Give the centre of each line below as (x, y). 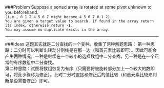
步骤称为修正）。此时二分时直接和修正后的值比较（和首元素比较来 (87, 75)
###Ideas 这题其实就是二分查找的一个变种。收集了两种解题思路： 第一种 (78, 44)
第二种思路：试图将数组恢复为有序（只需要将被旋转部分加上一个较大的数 (78, 68)
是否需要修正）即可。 (31, 81)
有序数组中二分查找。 (35, 62)
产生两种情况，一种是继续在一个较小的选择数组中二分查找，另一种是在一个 (80, 56)
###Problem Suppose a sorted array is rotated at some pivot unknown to (78, 7)
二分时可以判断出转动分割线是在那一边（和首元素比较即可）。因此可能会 (85, 50)
